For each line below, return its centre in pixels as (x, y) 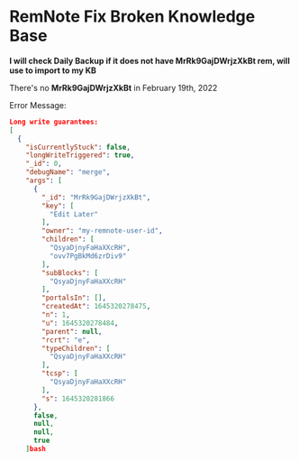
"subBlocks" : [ (70, 272)
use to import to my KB (53, 70)
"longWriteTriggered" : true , (80, 155)
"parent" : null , (72, 331)
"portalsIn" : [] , (74, 298)
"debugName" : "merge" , (68, 172)
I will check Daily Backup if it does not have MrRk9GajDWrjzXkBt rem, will (149, 60)
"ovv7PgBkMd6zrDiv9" (88, 256)
